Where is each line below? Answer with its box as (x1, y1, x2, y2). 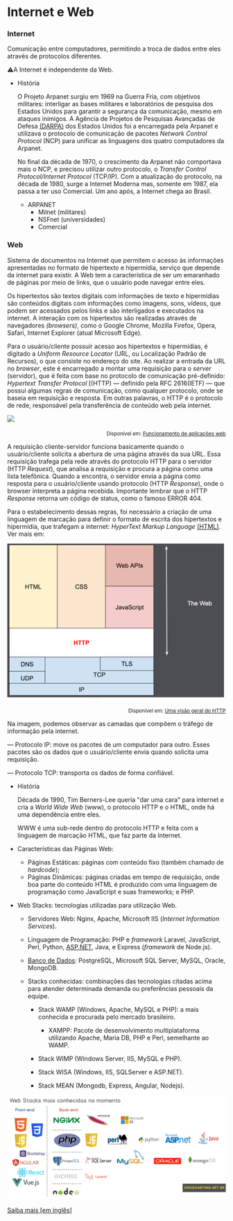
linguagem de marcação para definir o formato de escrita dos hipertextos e (7, 515, 222, 523)
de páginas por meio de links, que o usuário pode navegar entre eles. (7, 278, 206, 286)
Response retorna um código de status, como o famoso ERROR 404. (7, 494, 203, 502)
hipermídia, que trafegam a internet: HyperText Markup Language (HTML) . (7, 522, 221, 530)
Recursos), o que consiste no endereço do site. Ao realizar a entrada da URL (7, 357, 226, 365)
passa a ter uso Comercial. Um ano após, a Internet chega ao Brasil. (17, 187, 212, 195)
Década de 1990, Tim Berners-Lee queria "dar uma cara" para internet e (17, 795, 224, 803)
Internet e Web (7, 4, 94, 20)
